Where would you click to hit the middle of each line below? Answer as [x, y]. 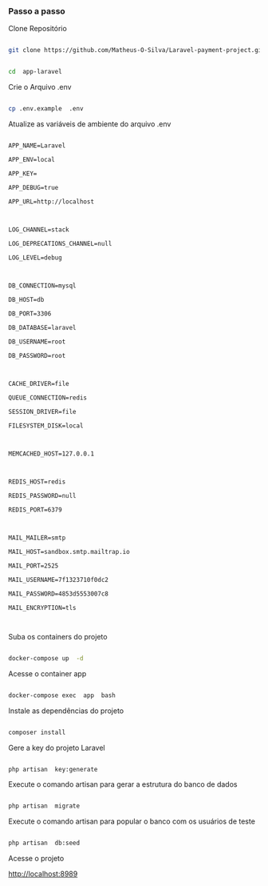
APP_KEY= [23, 174]
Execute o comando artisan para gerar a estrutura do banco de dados [123, 784]
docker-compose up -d [46, 658]
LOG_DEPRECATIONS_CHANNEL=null [60, 243]
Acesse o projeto [36, 859]
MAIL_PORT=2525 [33, 566]
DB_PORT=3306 [30, 314]
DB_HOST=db [26, 299]
